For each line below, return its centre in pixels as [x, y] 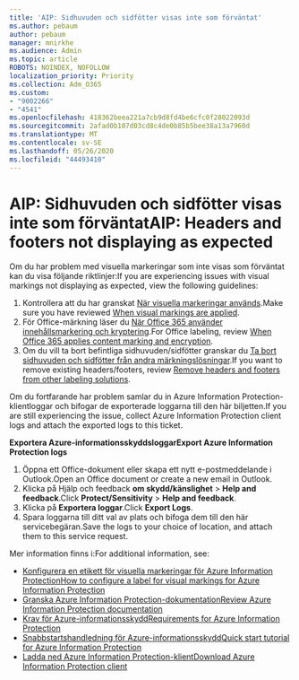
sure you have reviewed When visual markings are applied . [131, 313]
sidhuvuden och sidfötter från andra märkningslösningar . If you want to [152, 361]
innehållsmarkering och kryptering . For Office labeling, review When [147, 332]
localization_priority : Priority [72, 76]
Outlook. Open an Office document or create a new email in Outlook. [147, 479]
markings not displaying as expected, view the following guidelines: [134, 286]
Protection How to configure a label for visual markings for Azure [141, 580]
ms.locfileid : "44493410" [57, 159]
